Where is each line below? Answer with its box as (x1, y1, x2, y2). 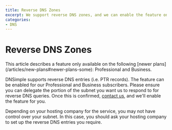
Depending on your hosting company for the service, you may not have (5, 108, 156, 115)
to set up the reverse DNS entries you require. (5, 119, 102, 125)
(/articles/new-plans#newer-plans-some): (5, 66, 94, 72)
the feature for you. (5, 98, 46, 104)
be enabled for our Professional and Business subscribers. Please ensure (5, 82, 160, 88)
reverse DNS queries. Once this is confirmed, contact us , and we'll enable (5, 93, 161, 99)
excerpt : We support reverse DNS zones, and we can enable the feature (5, 12, 161, 17)
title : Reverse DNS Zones (5, 7, 60, 13)
